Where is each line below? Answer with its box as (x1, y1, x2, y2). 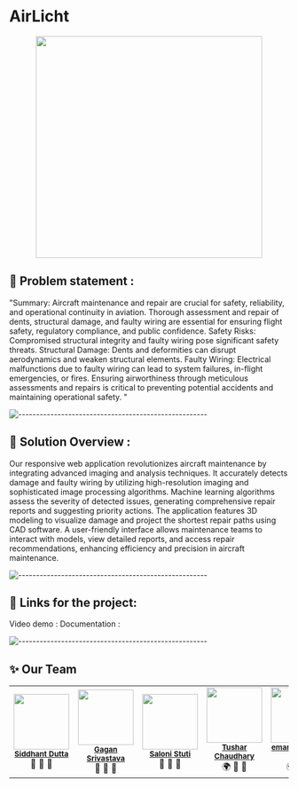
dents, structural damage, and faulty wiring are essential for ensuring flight (9, 316, 283, 327)
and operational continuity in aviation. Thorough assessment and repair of (9, 306, 279, 317)
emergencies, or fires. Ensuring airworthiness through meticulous (9, 373, 248, 383)
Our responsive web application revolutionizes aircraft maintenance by (9, 458, 268, 469)
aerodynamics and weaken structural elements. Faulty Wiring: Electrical (9, 353, 271, 365)
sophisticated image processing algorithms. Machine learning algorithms (9, 486, 275, 497)
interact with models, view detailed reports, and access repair (9, 533, 235, 544)
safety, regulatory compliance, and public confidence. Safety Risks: (9, 326, 256, 336)
